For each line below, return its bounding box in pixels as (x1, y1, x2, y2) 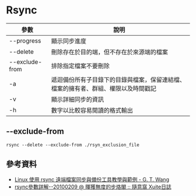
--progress (9, 36, 41, 44)
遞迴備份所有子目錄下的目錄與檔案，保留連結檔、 (51, 75, 185, 83)
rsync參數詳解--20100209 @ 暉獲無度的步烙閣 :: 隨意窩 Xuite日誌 (14, 183, 171, 190)
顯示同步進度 (51, 37, 86, 45)
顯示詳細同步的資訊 (51, 95, 104, 103)
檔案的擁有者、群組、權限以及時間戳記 (51, 84, 156, 92)
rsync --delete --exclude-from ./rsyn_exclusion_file (6, 142, 140, 148)
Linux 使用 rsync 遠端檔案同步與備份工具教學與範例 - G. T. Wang (14, 176, 169, 183)
